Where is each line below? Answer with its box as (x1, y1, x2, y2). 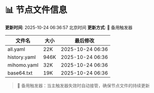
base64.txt (7, 69, 33, 76)
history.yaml (7, 54, 36, 60)
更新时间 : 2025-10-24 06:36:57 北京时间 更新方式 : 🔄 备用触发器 (5, 24, 133, 30)
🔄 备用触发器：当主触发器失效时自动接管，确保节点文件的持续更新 (17, 82, 150, 88)
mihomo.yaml (7, 61, 39, 68)
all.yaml (7, 46, 25, 53)
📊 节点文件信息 (5, 4, 67, 16)
